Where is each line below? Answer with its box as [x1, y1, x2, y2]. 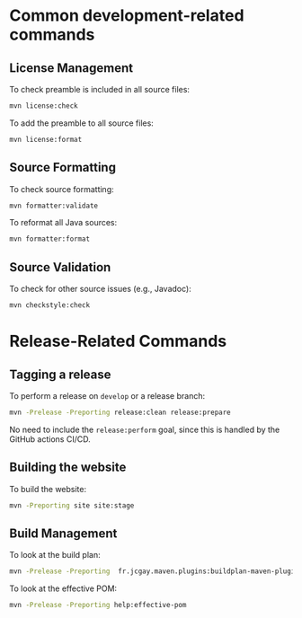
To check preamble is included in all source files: [9, 84, 191, 94]
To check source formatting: [9, 183, 114, 194]
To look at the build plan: [9, 550, 101, 561]
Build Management [9, 525, 118, 541]
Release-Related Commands [9, 331, 227, 351]
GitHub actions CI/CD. [9, 433, 92, 445]
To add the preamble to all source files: [9, 118, 155, 128]
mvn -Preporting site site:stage [9, 500, 135, 510]
